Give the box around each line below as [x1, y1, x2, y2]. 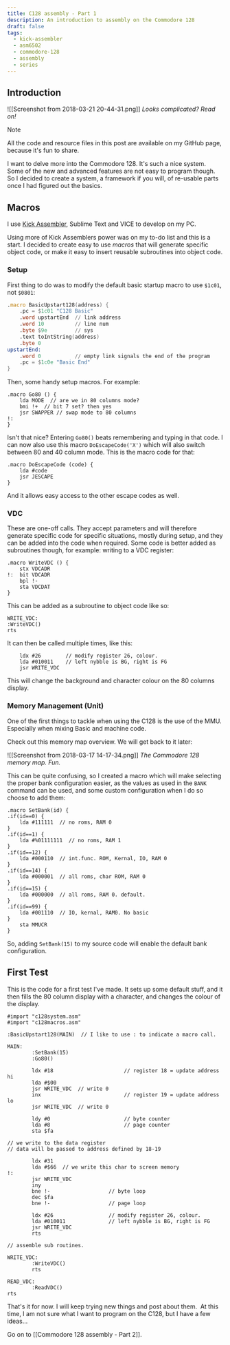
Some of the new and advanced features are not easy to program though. [7, 167, 216, 176]
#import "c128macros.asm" [7, 1019, 81, 1026]
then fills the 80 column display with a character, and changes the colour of [7, 992, 221, 1001]
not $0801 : [7, 288, 36, 296]
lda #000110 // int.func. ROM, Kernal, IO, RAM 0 [19, 855, 168, 862]
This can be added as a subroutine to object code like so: [7, 602, 170, 610]
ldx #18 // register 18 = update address [32, 1067, 220, 1074]
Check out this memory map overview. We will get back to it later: [7, 738, 193, 746]
